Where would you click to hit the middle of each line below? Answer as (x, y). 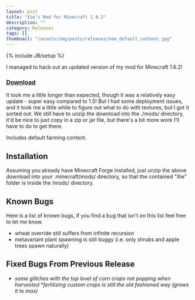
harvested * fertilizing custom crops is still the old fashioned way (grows (102, 284)
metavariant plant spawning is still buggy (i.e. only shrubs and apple (97, 239)
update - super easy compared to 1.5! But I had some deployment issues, (95, 101)
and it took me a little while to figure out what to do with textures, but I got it (97, 108)
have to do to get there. (34, 126)
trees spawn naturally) (42, 245)
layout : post (22, 11)
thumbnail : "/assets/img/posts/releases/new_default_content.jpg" (89, 39)
